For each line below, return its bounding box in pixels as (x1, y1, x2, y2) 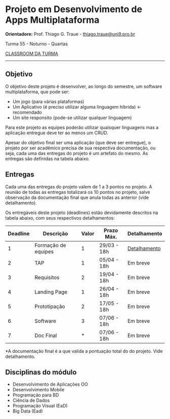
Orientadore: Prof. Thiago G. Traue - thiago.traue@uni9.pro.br (5, 31, 136, 37)
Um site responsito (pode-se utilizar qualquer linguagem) (12, 115, 132, 121)
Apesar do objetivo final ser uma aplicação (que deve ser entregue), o (5, 139, 151, 145)
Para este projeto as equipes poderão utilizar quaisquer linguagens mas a (5, 124, 159, 130)
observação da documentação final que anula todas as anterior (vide (5, 194, 149, 200)
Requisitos (34, 274, 60, 281)
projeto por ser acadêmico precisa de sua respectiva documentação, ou (5, 145, 156, 151)
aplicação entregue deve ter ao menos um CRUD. (5, 130, 108, 136)
